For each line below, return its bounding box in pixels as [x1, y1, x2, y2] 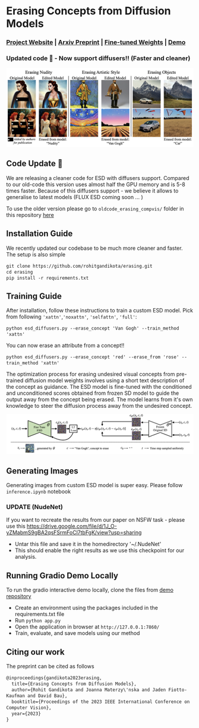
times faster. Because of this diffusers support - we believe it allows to [6, 187, 179, 194]
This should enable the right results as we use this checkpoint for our [14, 547, 185, 554]
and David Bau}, [27, 693, 68, 699]
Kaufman [6, 693, 26, 699]
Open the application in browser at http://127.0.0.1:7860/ [14, 623, 160, 630]
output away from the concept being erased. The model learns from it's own [6, 396, 193, 403]
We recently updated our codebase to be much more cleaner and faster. [6, 244, 183, 252]
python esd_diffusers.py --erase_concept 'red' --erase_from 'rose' [6, 354, 179, 360]
